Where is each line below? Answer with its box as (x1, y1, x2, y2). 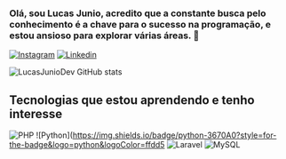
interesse (9, 106, 63, 122)
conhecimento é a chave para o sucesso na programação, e (9, 18, 271, 30)
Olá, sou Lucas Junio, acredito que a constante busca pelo (9, 7, 266, 20)
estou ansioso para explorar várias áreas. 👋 (9, 29, 200, 42)
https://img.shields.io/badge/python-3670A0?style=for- (72, 130, 277, 140)
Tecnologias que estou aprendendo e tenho (9, 92, 255, 107)
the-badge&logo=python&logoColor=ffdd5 (9, 139, 165, 150)
